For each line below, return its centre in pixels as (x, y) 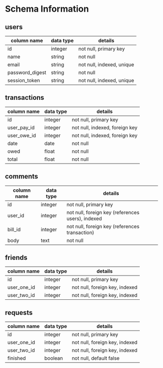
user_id (16, 215)
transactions (25, 98)
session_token (24, 80)
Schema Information (47, 9)
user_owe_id (22, 135)
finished (17, 358)
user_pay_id (21, 128)
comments (22, 176)
